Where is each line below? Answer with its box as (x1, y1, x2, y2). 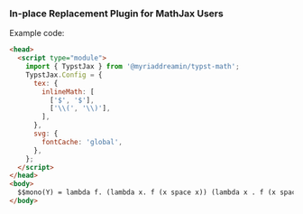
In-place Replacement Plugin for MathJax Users (9, 7, 224, 20)
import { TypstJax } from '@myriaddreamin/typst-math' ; (25, 62, 241, 71)
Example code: (9, 28, 65, 39)
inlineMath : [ (41, 87, 95, 97)
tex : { (32, 79, 59, 88)
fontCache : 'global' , (41, 137, 124, 146)
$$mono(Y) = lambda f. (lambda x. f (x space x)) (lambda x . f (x (17, 188, 277, 197)
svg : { (32, 129, 59, 138)
